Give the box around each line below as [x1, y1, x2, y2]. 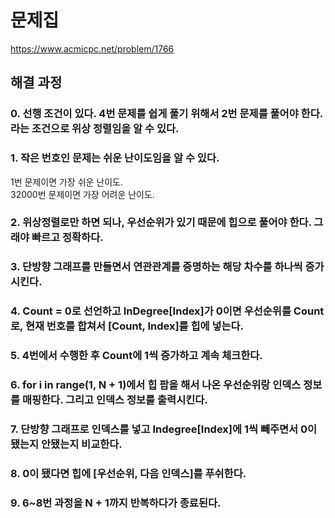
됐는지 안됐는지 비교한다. [10, 437, 123, 451]
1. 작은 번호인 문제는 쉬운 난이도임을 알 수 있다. [10, 151, 220, 165]
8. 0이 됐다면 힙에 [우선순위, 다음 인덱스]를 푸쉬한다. [10, 467, 247, 480]
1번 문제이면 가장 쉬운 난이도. [10, 176, 124, 188]
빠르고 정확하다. [31, 231, 104, 245]
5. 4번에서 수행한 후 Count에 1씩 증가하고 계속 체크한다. [10, 349, 263, 363]
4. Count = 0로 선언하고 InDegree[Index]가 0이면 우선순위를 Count [10, 304, 325, 318]
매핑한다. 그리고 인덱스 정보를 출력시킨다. [21, 393, 208, 407]
